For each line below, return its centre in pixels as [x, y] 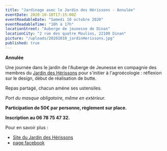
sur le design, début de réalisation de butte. [51, 78]
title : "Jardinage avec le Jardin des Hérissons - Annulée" [71, 10]
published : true [22, 43]
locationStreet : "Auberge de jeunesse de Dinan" [58, 29]
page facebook [29, 142]
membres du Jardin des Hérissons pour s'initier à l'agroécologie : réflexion [83, 73]
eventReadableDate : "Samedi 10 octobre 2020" [54, 19]
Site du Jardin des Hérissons [43, 137]
